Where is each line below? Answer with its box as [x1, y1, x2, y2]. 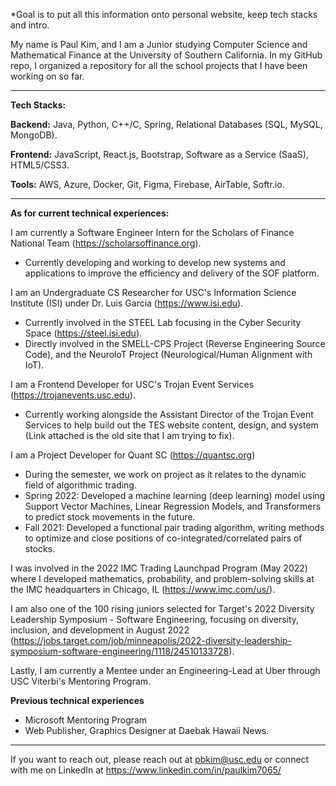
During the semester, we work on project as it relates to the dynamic [24, 469, 307, 480]
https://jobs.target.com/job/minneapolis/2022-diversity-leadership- [13, 635, 292, 646]
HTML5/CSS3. [10, 159, 70, 171]
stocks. [24, 543, 56, 554]
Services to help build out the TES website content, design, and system [24, 419, 319, 431]
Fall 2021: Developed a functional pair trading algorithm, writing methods [24, 522, 325, 533]
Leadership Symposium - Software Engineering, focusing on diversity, [10, 614, 300, 625]
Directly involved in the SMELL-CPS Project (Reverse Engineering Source [24, 338, 326, 349]
